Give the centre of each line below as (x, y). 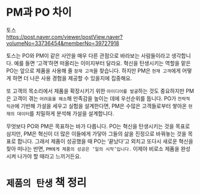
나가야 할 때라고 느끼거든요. (49, 156)
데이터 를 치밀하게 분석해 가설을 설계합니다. (66, 113)
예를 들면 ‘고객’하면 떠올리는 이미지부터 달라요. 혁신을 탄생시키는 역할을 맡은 (102, 63)
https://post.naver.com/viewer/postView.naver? (65, 37)
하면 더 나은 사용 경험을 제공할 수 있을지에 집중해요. (72, 78)
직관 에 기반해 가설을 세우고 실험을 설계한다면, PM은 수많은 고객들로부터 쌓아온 (97, 106)
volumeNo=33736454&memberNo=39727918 (63, 43)
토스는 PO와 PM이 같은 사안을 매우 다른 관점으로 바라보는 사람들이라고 (88, 55)
